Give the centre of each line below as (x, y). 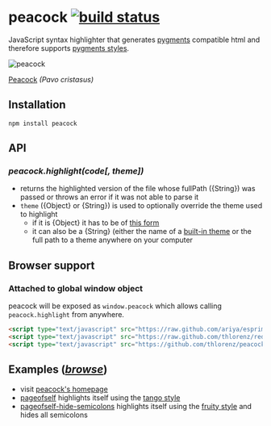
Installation (37, 105)
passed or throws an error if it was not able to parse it (109, 197)
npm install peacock (43, 123)
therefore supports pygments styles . (69, 48)
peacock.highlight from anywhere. (67, 315)
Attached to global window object (76, 288)
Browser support (52, 265)
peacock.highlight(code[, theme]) (76, 171)
